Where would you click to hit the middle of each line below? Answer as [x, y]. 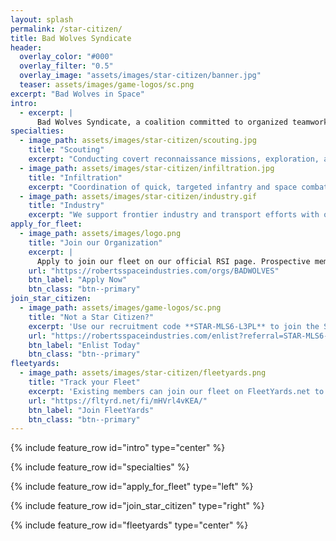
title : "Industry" [66, 206]
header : [26, 47]
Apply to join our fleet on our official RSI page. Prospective [173, 261]
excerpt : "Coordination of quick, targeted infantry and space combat [178, 187]
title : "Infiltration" [75, 177]
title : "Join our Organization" [95, 242]
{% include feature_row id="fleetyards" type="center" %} [129, 525]
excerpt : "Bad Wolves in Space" [77, 94]
